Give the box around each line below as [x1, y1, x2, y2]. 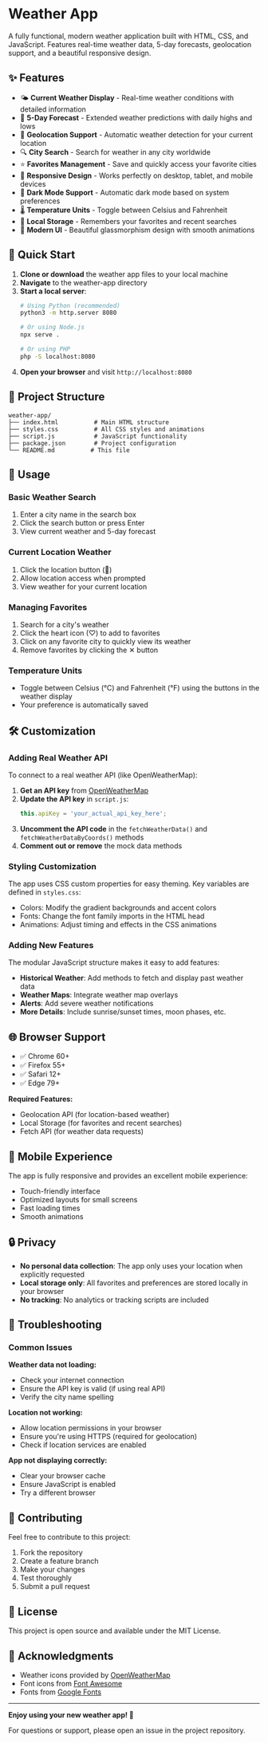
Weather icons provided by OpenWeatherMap [19, 1670, 171, 1679]
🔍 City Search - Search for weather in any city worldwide [19, 147, 211, 156]
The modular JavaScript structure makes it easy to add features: [8, 958, 220, 967]
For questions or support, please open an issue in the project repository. [8, 1725, 246, 1735]
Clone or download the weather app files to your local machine [19, 269, 229, 279]
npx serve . [19, 331, 60, 339]
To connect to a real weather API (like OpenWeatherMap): [8, 770, 198, 780]
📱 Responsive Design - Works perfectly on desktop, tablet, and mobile [19, 171, 254, 180]
